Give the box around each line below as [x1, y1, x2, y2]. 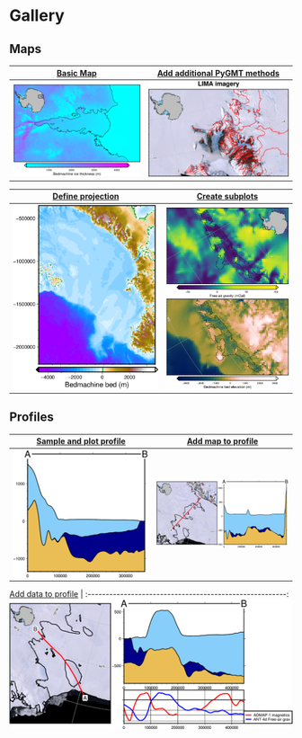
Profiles [9, 410, 54, 425]
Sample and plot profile [35, 436, 126, 447]
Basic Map [57, 67, 97, 78]
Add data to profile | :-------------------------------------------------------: [9, 589, 289, 600]
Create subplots [196, 191, 259, 202]
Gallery [9, 5, 65, 26]
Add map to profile [186, 436, 259, 447]
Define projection [52, 191, 120, 202]
